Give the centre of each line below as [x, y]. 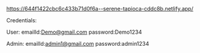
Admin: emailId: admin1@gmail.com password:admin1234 [78, 44]
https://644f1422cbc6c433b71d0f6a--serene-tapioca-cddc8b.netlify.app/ [100, 9]
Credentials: [22, 20]
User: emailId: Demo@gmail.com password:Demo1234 [74, 32]
